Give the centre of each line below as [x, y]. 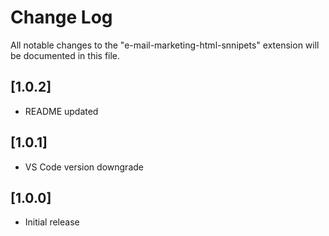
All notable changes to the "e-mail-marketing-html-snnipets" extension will [165, 45]
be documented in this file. [65, 55]
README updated [61, 111]
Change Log [61, 17]
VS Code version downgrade [84, 167]
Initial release [52, 222]
